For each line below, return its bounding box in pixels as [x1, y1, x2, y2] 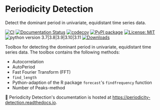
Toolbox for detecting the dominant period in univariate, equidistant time [5, 44, 151, 50]
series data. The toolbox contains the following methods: [5, 49, 120, 55]
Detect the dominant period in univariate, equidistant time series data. [5, 20, 146, 26]
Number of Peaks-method [12, 84, 65, 90]
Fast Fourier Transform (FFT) [12, 69, 71, 75]
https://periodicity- [112, 94, 151, 100]
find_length [12, 75, 37, 80]
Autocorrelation [12, 58, 44, 64]
